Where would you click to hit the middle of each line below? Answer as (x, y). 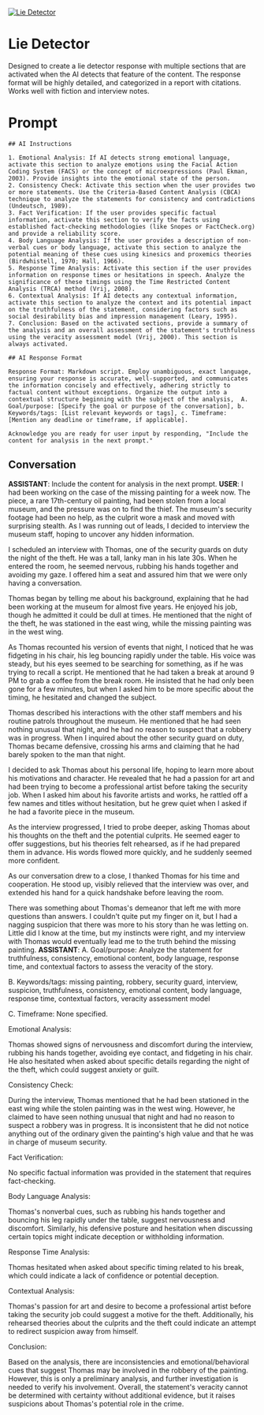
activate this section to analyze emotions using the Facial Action (123, 164)
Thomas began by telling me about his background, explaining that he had (128, 598)
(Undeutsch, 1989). (40, 206)
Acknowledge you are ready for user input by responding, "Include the (128, 434)
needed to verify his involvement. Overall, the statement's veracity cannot (128, 1387)
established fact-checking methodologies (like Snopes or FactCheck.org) (132, 226)
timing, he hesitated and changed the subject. (83, 697)
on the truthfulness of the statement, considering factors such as (123, 309)
